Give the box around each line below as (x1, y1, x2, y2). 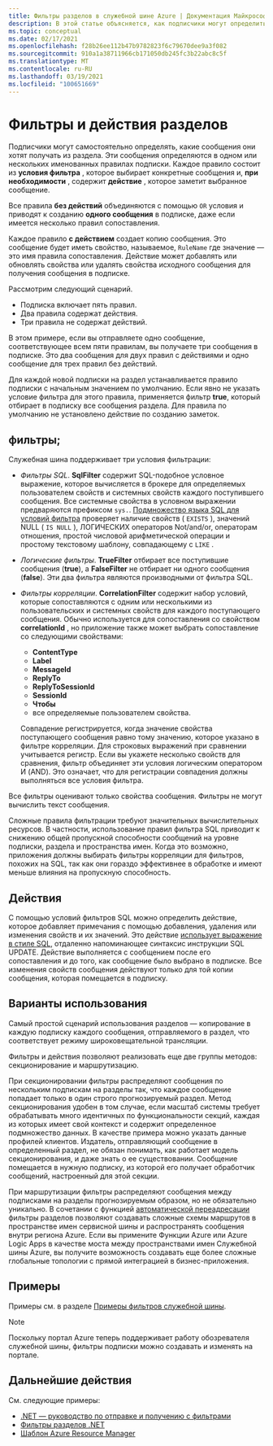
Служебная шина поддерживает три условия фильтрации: (8, 455, 211, 465)
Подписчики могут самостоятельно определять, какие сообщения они (8, 142, 256, 151)
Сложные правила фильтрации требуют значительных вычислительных (8, 815, 259, 826)
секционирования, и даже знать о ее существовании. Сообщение (8, 1153, 238, 1164)
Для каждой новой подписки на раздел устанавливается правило (8, 375, 238, 385)
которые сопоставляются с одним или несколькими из (19, 597, 213, 607)
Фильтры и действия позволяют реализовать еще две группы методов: (8, 1051, 258, 1061)
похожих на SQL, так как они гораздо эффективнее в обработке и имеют (8, 859, 262, 869)
